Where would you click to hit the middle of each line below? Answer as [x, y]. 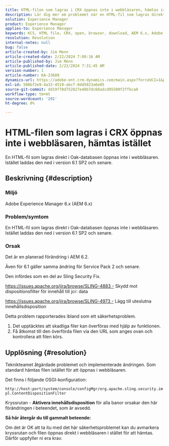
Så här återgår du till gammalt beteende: [48, 418]
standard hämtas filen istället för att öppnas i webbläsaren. [66, 370]
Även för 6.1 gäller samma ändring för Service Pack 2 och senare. [73, 266]
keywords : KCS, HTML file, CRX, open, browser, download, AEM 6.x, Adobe [84, 33]
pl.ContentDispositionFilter [36, 393]
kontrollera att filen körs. [38, 337]
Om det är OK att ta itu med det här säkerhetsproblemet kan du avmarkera [82, 427]
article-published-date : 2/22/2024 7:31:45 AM [55, 66]
